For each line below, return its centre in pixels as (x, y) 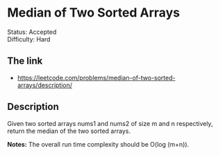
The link (25, 61)
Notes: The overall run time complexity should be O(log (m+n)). (98, 144)
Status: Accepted (32, 32)
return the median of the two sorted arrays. (69, 131)
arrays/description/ (45, 85)
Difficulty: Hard (29, 39)
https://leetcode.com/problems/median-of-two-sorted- (96, 77)
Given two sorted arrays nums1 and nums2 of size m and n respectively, (110, 123)
